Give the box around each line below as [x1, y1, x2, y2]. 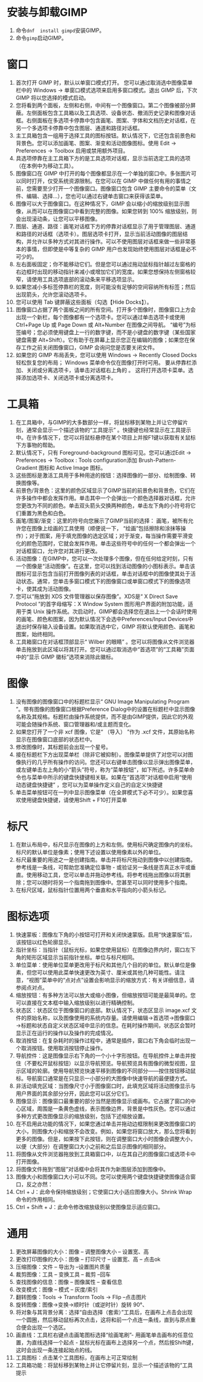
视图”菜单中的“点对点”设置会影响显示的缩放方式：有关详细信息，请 [28, 976, 195, 984]
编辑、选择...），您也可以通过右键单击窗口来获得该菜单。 [26, 192, 166, 200]
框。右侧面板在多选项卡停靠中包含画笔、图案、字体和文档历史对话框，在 [15, 116, 196, 124]
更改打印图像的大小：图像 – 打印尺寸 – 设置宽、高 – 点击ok [15, 1255, 161, 1263]
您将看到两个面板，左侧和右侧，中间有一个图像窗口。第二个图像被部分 [15, 101, 191, 109]
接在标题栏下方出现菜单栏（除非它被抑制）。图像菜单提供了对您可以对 [15, 751, 188, 758]
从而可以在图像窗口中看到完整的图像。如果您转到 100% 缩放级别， [26, 207, 192, 215]
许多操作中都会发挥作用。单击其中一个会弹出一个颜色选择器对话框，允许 [15, 494, 196, 501]
